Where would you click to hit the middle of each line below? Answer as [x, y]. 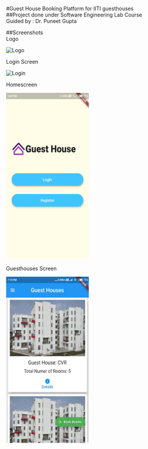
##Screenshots [25, 32]
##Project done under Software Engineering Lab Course [74, 15]
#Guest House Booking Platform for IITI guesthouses [70, 9]
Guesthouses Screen [31, 269]
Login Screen [22, 62]
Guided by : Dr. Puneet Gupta [42, 21]
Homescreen [22, 84]
